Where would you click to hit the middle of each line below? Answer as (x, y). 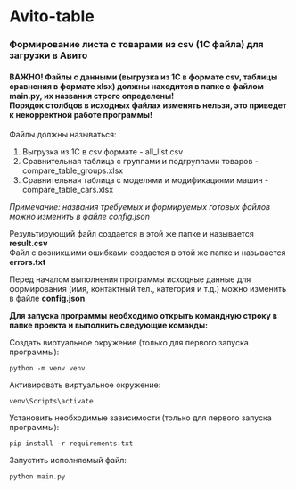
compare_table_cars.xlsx (68, 190)
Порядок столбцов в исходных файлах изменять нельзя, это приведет (148, 105)
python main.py (37, 477)
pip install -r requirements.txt (71, 444)
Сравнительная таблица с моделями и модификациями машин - (145, 180)
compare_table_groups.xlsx (72, 170)
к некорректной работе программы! (81, 114)
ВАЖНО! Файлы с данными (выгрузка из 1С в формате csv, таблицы (144, 77)
